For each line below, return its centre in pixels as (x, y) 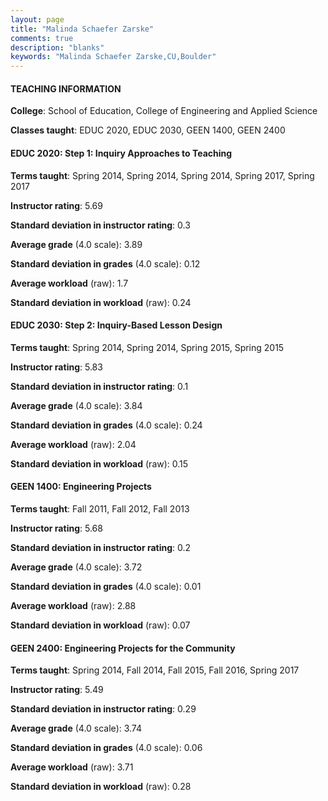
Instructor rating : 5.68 (56, 528)
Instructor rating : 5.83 (56, 367)
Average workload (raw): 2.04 (73, 444)
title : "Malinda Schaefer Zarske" (82, 29)
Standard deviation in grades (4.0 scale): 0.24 (106, 425)
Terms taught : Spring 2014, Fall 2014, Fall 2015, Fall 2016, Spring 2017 (155, 670)
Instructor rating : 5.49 (57, 690)
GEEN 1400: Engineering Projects (81, 487)
